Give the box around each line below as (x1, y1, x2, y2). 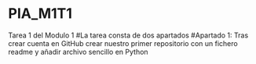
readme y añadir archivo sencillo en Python (8, 47, 148, 56)
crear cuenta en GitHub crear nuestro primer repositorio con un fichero (8, 38, 238, 48)
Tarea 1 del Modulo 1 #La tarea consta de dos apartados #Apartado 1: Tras (8, 30, 249, 40)
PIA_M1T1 (8, 5, 73, 23)
